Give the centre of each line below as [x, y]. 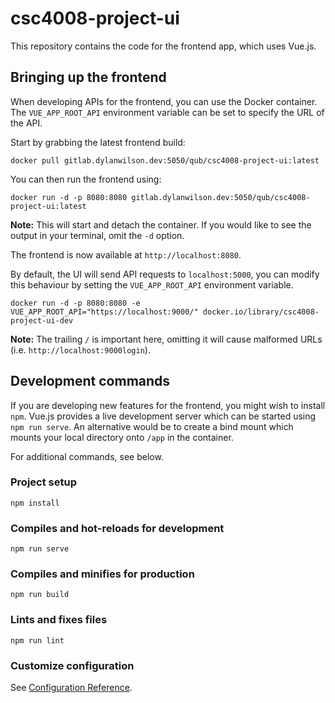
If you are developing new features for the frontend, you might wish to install [168, 405]
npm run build [40, 595]
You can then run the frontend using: [86, 179]
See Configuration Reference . [71, 688]
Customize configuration [72, 665]
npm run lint [37, 640]
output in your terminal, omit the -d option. [97, 235]
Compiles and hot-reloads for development [117, 528]
